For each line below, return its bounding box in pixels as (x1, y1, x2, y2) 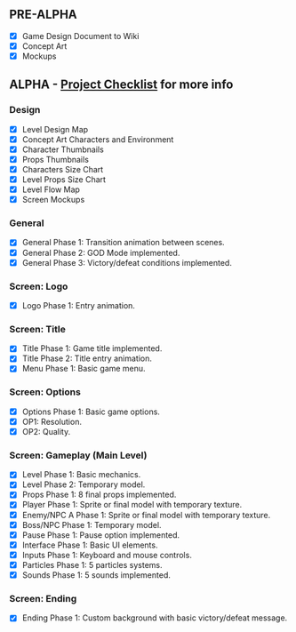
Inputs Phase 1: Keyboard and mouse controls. (21, 549, 193, 560)
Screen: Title (9, 323, 67, 335)
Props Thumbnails (21, 154, 89, 164)
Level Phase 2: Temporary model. (21, 479, 146, 490)
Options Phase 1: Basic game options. (21, 406, 160, 417)
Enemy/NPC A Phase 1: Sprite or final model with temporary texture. (21, 509, 271, 520)
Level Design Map (21, 124, 89, 134)
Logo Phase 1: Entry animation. (21, 300, 136, 310)
